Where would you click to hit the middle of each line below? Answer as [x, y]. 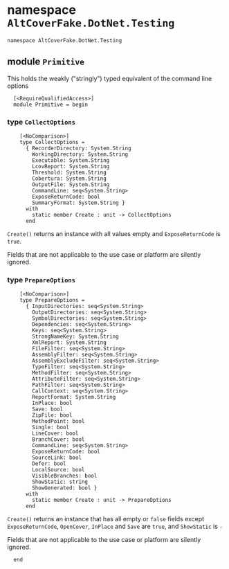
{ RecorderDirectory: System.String [78, 148]
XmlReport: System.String [70, 343]
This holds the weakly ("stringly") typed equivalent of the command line [110, 78]
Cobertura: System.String [70, 179]
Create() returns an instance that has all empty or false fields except [106, 519]
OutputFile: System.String [71, 185]
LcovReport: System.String [71, 167]
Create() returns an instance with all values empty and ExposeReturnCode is [114, 234]
